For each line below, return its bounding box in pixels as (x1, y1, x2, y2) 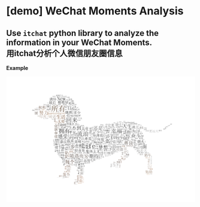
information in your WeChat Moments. (6, 37, 153, 47)
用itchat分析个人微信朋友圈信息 (6, 48, 123, 58)
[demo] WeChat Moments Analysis (6, 4, 184, 18)
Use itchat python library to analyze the (6, 28, 159, 38)
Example (6, 65, 29, 71)
